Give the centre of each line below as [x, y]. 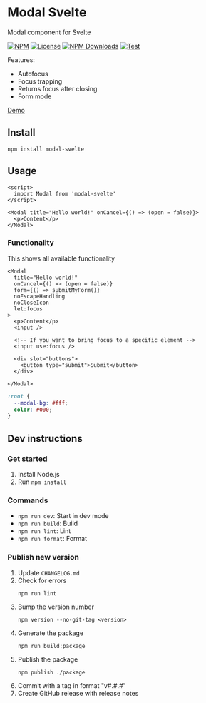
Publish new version [43, 557]
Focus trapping [40, 81]
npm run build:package [51, 646]
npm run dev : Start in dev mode [63, 516]
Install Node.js [38, 475]
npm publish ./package [51, 672]
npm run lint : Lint [44, 531]
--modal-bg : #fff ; [41, 403]
